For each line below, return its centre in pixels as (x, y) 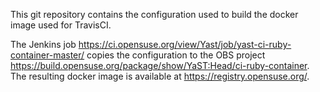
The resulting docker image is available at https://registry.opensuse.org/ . (160, 76)
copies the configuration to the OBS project (176, 55)
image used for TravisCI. (61, 25)
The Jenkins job (43, 44)
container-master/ (47, 55)
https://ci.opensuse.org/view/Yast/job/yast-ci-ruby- (185, 44)
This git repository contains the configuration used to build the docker (154, 14)
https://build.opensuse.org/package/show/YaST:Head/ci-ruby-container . (160, 65)
